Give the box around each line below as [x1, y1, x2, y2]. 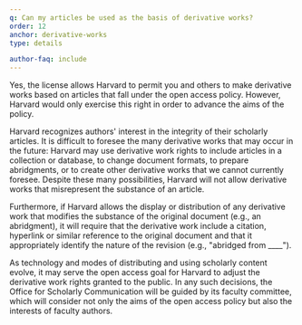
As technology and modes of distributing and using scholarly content [9, 257, 268, 268]
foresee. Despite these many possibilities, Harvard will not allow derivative [9, 174, 287, 186]
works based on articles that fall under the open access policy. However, [9, 90, 281, 100]
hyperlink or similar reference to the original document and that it [9, 230, 252, 241]
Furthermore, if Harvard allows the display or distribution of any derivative [9, 201, 286, 213]
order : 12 [9, 22, 47, 31]
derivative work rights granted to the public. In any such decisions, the [9, 277, 273, 288]
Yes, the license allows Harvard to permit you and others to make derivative [9, 80, 292, 91]
